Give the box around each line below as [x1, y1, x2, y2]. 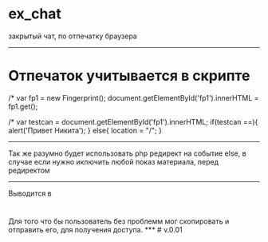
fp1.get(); [8, 101, 38, 111]
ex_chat [8, 5, 62, 23]
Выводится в [8, 188, 52, 198]
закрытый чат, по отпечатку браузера [8, 31, 137, 41]
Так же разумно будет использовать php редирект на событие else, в [8, 149, 246, 158]
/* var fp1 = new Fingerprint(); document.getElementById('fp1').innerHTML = [8, 93, 259, 102]
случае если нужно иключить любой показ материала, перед [8, 157, 219, 166]
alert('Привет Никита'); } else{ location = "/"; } [8, 125, 162, 135]
